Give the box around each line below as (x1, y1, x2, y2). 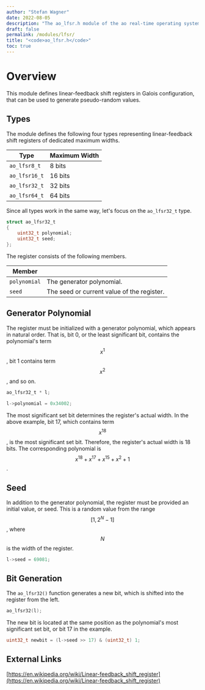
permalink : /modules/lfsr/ (6, 32, 75, 38)
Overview (6, 70, 57, 83)
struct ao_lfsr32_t (6, 218, 56, 225)
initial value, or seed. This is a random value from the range (6, 505, 156, 513)
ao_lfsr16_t (9, 172, 45, 179)
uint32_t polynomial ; (17, 230, 72, 236)
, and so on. (6, 377, 37, 385)
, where (6, 525, 26, 533)
